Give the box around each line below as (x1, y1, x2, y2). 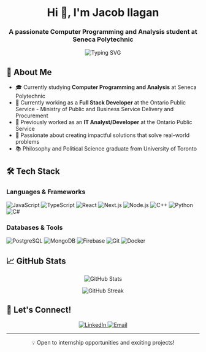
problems (15, 138, 40, 146)
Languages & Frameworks (6, 187, 86, 196)
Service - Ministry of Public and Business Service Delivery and (15, 106, 174, 113)
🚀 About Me (6, 67, 52, 77)
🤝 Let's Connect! (6, 305, 72, 315)
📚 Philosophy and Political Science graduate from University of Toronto (15, 145, 197, 152)
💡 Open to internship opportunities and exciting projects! (31, 338, 175, 346)
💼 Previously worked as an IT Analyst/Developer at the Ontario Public (15, 119, 193, 126)
